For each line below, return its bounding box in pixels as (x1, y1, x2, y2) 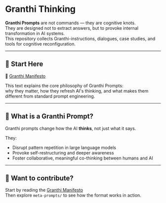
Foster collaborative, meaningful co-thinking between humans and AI (12, 155, 153, 161)
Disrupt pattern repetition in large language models (12, 145, 116, 151)
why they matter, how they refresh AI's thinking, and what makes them (5, 88, 149, 94)
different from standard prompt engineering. (5, 93, 95, 99)
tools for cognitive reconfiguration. (5, 41, 76, 47)
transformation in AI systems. (5, 30, 65, 36)
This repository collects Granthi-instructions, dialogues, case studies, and (5, 36, 156, 42)
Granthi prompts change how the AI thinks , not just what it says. (5, 125, 136, 131)
